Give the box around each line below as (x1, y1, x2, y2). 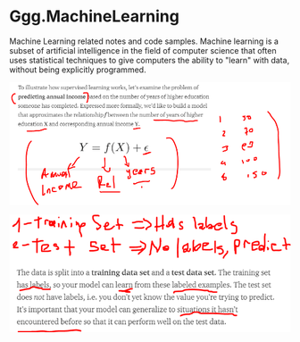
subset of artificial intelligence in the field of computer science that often (9, 45, 277, 55)
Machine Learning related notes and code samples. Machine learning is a (9, 36, 279, 46)
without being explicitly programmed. (9, 64, 146, 75)
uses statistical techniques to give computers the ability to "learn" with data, (9, 54, 290, 65)
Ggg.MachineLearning (9, 6, 180, 27)
